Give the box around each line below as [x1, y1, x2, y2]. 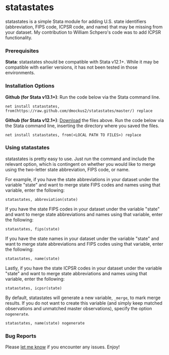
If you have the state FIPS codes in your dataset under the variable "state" [5, 205, 160, 212]
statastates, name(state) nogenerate [5, 320, 85, 326]
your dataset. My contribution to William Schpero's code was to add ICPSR [5, 29, 161, 35]
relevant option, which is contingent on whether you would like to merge [5, 161, 156, 167]
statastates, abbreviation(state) [5, 197, 78, 202]
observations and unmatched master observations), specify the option [5, 305, 152, 311]
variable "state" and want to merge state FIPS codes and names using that [5, 182, 160, 188]
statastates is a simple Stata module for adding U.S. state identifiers [5, 18, 147, 24]
